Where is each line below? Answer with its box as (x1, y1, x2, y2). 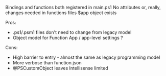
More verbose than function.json (12, 60, 82, 65)
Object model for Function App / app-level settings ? (12, 35, 124, 41)
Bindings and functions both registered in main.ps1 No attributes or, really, (5, 5, 161, 10)
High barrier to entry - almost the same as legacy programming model (12, 54, 160, 60)
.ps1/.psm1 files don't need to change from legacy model (12, 29, 132, 35)
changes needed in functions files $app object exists (5, 10, 117, 16)
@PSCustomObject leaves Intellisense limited (12, 65, 108, 71)
